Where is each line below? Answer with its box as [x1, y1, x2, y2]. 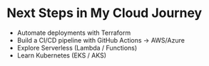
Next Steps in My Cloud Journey [6, 5, 203, 21]
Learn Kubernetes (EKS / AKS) [16, 51, 107, 60]
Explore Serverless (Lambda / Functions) [16, 43, 138, 52]
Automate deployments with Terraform [16, 28, 131, 37]
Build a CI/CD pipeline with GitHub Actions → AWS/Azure [16, 35, 185, 44]
